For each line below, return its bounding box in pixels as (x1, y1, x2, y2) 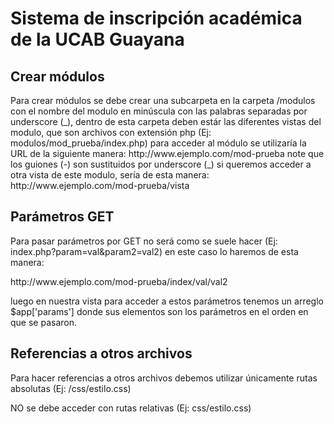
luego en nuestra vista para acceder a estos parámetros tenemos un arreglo (10, 295, 324, 307)
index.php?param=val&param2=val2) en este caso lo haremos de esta (10, 245, 299, 257)
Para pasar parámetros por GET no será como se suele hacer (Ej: (10, 235, 278, 247)
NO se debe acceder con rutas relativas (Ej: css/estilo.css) (10, 402, 252, 414)
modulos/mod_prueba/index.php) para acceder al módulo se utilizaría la (10, 137, 307, 149)
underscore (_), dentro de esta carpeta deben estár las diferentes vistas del (10, 116, 322, 127)
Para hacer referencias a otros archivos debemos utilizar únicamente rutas (10, 372, 318, 384)
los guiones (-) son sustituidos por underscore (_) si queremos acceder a (10, 158, 312, 170)
